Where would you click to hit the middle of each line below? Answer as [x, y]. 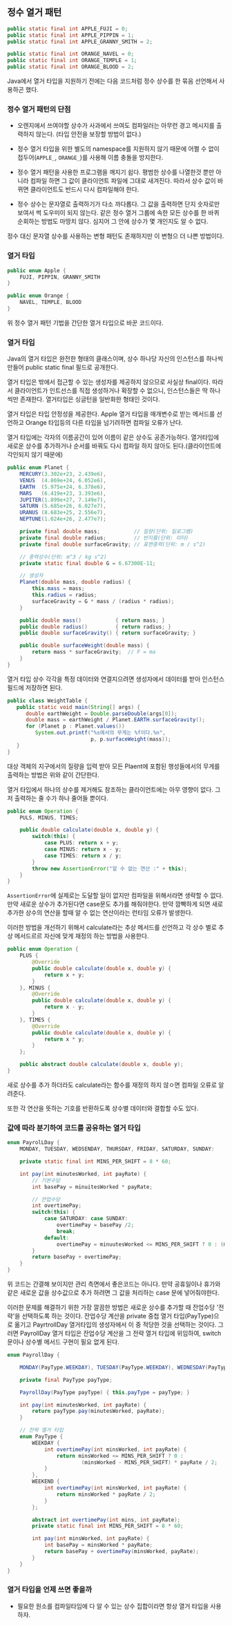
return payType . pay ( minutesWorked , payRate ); [99, 1412]
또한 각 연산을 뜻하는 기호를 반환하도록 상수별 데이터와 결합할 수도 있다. [103, 1108]
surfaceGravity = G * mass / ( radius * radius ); [103, 601]
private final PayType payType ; [66, 1380]
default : [57, 1238]
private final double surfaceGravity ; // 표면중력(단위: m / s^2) [113, 544]
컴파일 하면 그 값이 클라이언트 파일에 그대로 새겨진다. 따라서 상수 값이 [123, 181]
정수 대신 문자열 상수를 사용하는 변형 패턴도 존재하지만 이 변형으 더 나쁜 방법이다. [116, 236]
